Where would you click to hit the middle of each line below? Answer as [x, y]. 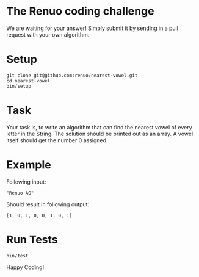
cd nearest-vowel [28, 81]
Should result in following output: [48, 204]
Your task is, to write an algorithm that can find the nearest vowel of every [99, 127]
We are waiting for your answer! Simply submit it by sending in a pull [92, 28]
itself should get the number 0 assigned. [57, 140]
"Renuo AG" [20, 193]
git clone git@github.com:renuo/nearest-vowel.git [72, 75]
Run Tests [32, 239]
